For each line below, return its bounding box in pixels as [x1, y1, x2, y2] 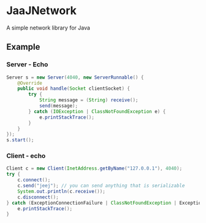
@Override [17, 80, 43, 86]
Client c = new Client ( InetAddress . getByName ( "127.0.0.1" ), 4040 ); [6, 165, 183, 172]
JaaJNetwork [6, 4, 77, 18]
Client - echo [6, 152, 46, 160]
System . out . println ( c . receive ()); [17, 188, 105, 194]
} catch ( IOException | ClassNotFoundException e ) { [28, 108, 166, 114]
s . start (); [6, 137, 34, 143]
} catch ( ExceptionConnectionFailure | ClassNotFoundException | [6, 200, 177, 206]
